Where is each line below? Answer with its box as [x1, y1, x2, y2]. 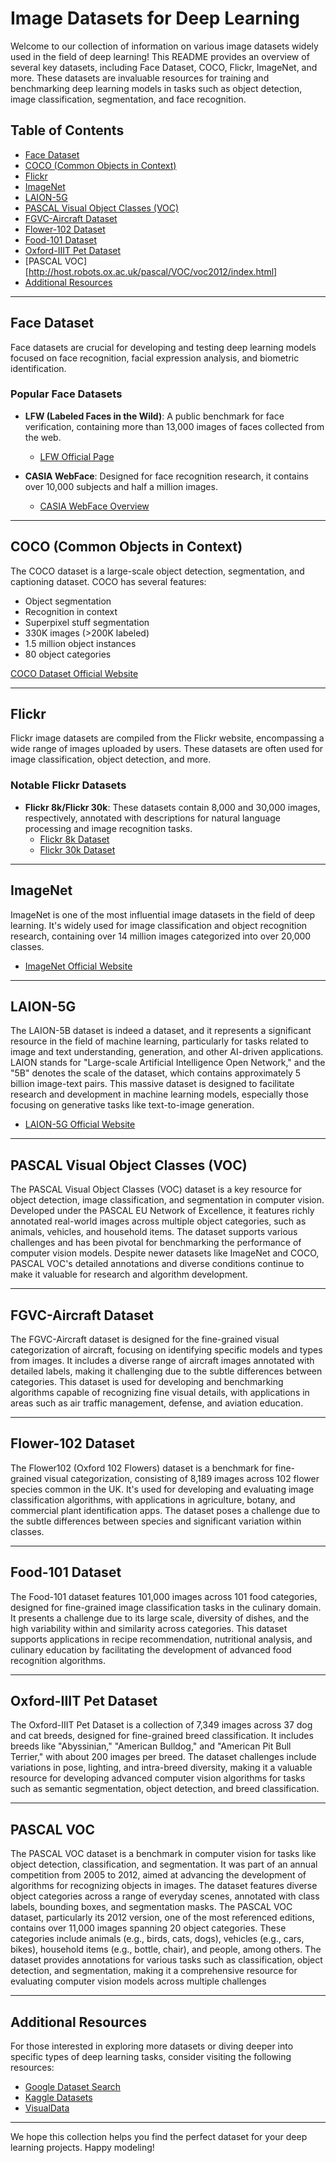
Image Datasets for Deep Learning [10, 7, 300, 30]
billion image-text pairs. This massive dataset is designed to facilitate [10, 1078, 295, 1090]
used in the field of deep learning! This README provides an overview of [10, 50, 310, 62]
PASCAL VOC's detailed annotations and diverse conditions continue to [10, 1258, 305, 1270]
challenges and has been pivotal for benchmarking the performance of [10, 1237, 302, 1249]
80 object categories [24, 648, 112, 660]
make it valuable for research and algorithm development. [10, 1268, 248, 1281]
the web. [24, 431, 62, 443]
